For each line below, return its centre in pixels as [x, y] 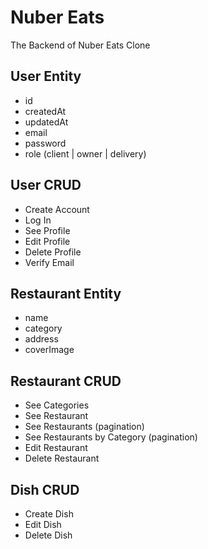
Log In [38, 220]
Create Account [57, 209]
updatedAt [46, 122]
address [41, 339]
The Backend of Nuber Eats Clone [80, 45]
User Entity [46, 76]
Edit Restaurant [56, 448]
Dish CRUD [45, 489]
